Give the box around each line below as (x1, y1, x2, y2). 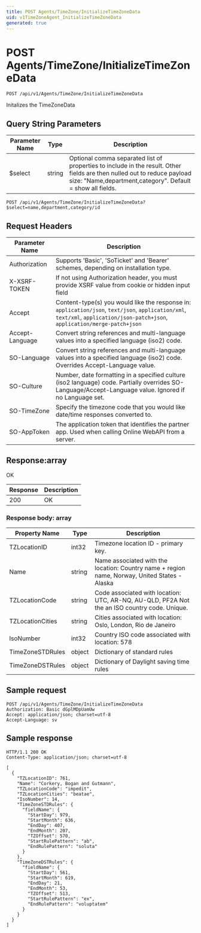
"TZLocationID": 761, (17, 775, 71, 781)
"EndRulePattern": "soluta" (28, 843, 98, 849)
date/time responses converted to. (56, 410, 153, 419)
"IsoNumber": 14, (17, 796, 60, 802)
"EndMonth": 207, (28, 828, 71, 834)
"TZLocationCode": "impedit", (17, 786, 93, 792)
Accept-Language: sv (6, 717, 58, 723)
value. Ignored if (139, 386, 185, 394)
